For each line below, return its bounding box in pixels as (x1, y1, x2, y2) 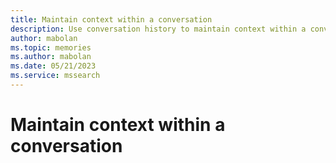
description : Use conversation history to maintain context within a (10, 24, 307, 34)
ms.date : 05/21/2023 (10, 61, 97, 71)
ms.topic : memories (10, 42, 92, 53)
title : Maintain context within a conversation (10, 14, 213, 25)
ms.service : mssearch (10, 71, 101, 81)
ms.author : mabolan (10, 52, 92, 62)
